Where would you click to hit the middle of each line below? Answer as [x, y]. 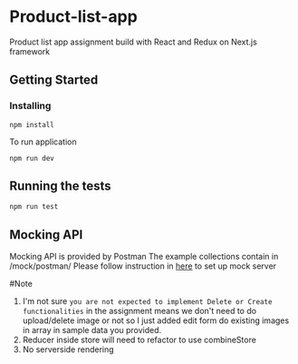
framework [30, 51]
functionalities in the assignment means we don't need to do [139, 311]
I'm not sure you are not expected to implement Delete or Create [147, 301]
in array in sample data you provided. [92, 330]
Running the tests [60, 187]
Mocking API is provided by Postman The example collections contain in [144, 257]
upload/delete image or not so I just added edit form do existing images [156, 320]
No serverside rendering [68, 349]
